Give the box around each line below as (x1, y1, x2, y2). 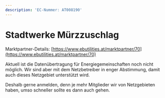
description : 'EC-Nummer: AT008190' (5, 7, 82, 13)
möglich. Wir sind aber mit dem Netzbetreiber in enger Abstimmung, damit (5, 66, 160, 72)
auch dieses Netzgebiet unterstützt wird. (5, 72, 90, 78)
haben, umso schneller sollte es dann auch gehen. (5, 87, 110, 93)
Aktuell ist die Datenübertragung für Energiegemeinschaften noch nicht (5, 61, 154, 67)
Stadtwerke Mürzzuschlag (5, 29, 120, 40)
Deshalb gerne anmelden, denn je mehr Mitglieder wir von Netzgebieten (5, 81, 155, 87)
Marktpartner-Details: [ (5, 46, 53, 52)
